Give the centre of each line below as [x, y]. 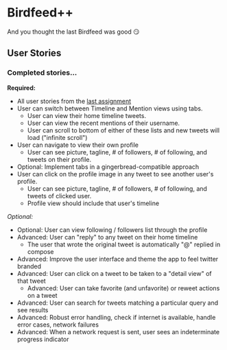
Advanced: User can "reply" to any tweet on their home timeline [107, 237]
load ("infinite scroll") [57, 137]
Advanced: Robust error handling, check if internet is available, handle [116, 317]
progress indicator [43, 339]
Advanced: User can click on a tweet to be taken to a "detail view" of [114, 273]
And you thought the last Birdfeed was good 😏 [73, 32]
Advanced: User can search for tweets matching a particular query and [117, 303]
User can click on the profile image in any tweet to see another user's [115, 174]
